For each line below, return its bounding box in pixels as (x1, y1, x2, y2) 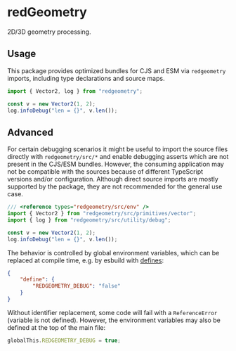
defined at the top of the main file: (7, 323, 106, 331)
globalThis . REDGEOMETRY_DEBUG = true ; (7, 337, 121, 344)
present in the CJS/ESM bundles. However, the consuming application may (7, 160, 225, 169)
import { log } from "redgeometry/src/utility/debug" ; (7, 216, 171, 224)
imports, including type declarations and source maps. (7, 74, 165, 82)
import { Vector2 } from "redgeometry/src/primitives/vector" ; (7, 210, 197, 217)
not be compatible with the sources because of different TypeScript (7, 167, 204, 176)
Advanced (7, 126, 54, 138)
